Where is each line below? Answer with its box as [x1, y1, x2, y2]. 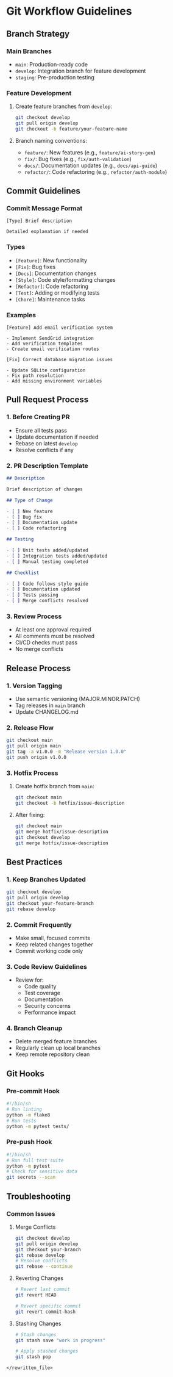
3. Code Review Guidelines [6, 962, 87, 971]
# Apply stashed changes [15, 1348, 79, 1354]
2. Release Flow [6, 723, 54, 732]
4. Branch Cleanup [6, 1024, 63, 1032]
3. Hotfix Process [6, 769, 58, 777]
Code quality [24, 983, 57, 990]
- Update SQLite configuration [6, 367, 86, 373]
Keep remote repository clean [15, 1051, 90, 1058]
